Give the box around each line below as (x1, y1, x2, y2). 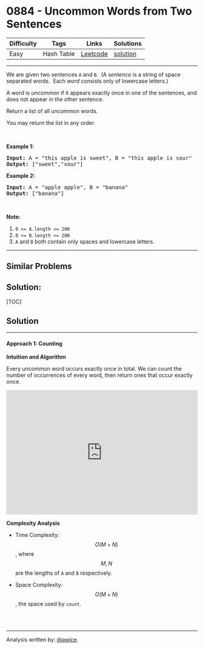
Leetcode (81, 49, 108, 58)
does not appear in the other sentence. (6, 96, 104, 103)
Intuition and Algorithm (6, 353, 66, 360)
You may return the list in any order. (6, 119, 96, 126)
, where (15, 550, 35, 558)
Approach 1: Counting (6, 340, 63, 347)
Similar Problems (6, 261, 72, 272)
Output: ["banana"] (6, 190, 64, 197)
